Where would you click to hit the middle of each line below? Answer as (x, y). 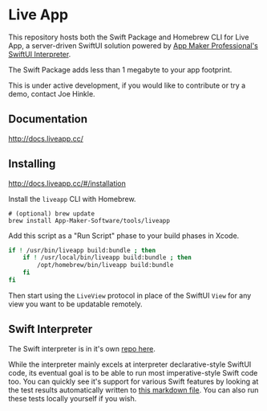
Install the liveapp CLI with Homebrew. (72, 199)
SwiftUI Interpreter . (40, 54)
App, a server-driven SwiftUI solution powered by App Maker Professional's (133, 45)
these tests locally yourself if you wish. (73, 398)
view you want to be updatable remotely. (75, 304)
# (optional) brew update (51, 214)
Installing (32, 164)
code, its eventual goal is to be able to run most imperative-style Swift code (133, 372)
